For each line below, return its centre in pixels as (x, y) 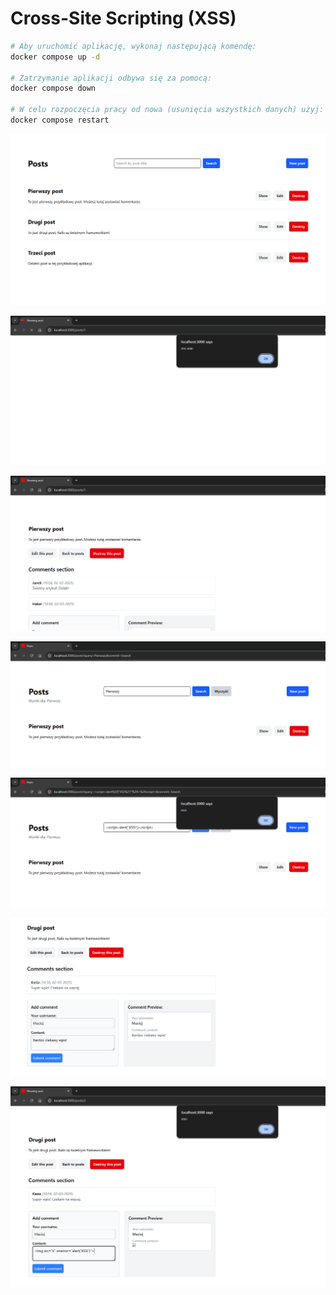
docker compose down (53, 88)
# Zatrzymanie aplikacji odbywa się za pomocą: (111, 78)
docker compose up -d (55, 57)
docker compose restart (60, 120)
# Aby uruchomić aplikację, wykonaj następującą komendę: (133, 46)
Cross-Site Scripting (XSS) (123, 18)
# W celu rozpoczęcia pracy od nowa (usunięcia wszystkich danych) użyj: (167, 110)
